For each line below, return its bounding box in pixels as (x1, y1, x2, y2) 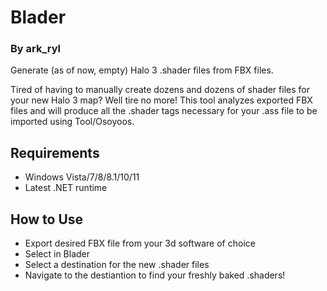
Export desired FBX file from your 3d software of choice (24, 237, 256, 250)
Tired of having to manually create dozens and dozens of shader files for (10, 84, 310, 96)
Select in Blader (24, 248, 91, 260)
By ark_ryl (10, 42, 62, 56)
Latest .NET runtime (24, 182, 108, 194)
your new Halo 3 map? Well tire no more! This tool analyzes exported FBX (10, 94, 313, 106)
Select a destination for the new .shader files (24, 259, 210, 271)
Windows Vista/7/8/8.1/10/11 (24, 171, 140, 183)
